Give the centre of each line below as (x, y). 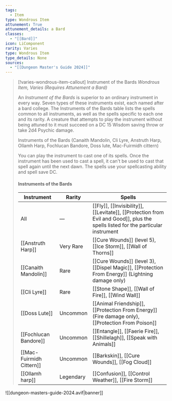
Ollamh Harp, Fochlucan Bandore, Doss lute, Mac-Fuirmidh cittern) (88, 146)
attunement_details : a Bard (35, 29)
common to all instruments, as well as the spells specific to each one (90, 114)
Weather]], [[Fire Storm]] (122, 380)
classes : (15, 34)
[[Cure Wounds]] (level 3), (124, 261)
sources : (15, 63)
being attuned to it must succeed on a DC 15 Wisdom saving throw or (91, 125)
